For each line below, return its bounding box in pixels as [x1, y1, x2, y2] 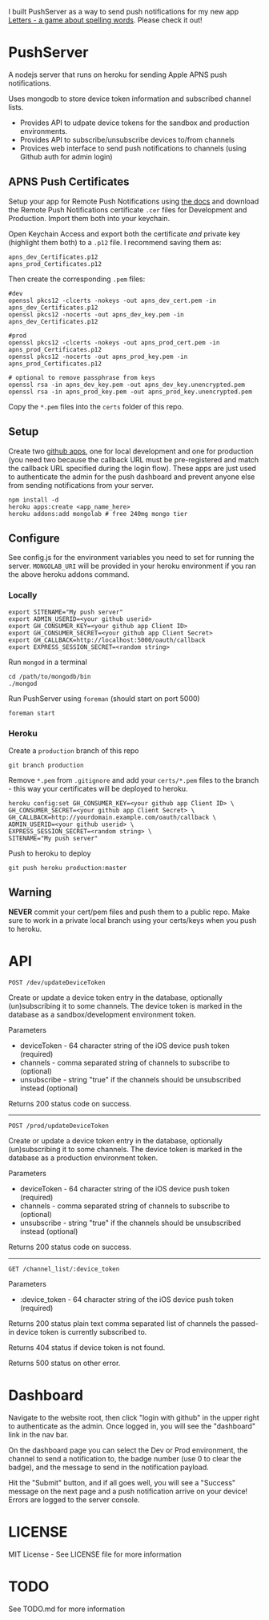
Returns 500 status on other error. [8, 1358, 121, 1368]
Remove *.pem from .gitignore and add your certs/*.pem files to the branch [8, 775, 259, 784]
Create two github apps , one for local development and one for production [8, 446, 254, 456]
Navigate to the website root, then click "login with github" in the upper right [8, 1412, 260, 1422]
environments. [19, 126, 68, 135]
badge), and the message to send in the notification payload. [8, 1462, 210, 1472]
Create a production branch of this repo [8, 745, 139, 756]
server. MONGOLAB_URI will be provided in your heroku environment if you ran [8, 561, 256, 571]
